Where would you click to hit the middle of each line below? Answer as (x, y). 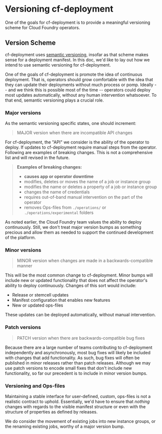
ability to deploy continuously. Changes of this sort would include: (71, 286)
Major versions (23, 113)
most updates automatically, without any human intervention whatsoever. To (81, 95)
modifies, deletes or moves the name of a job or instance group (87, 182)
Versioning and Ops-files (35, 386)
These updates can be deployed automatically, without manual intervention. (81, 315)
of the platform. (21, 238)
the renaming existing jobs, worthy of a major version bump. (65, 426)
